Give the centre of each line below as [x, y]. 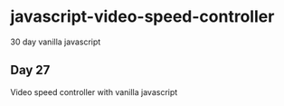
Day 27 [30, 70]
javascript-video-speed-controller [142, 17]
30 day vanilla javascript [56, 42]
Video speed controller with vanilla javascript [94, 92]
